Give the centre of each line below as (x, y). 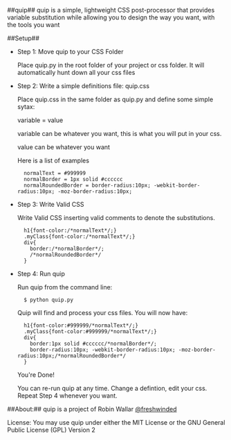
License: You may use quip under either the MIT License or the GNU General (116, 422)
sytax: (26, 107)
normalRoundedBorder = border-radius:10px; (87, 185)
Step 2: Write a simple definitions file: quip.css (83, 86)
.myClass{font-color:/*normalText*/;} (80, 237)
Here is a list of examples (53, 160)
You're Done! (36, 375)
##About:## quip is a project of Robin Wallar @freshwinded (92, 409)
